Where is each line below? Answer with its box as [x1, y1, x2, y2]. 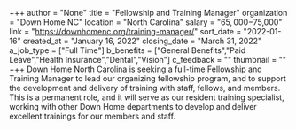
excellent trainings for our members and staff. [9, 111, 175, 121]
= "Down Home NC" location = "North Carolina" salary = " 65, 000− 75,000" [9, 17, 283, 27]
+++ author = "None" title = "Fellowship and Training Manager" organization [9, 8, 288, 18]
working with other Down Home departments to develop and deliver [9, 102, 257, 111]
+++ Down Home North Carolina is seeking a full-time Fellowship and [9, 64, 263, 74]
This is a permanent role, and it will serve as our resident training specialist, [9, 92, 285, 103]
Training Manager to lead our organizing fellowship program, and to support [9, 73, 286, 83]
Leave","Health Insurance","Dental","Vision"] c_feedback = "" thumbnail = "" [9, 55, 286, 65]
